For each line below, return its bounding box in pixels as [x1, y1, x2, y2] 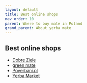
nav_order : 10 [5, 16, 34, 21]
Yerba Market [12, 73, 40, 79]
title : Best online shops [5, 12, 58, 17]
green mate [12, 62, 36, 68]
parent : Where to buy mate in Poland [5, 21, 83, 26]
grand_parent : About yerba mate [5, 26, 71, 31]
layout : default [5, 7, 38, 12]
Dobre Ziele [12, 57, 36, 63]
